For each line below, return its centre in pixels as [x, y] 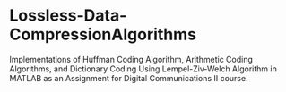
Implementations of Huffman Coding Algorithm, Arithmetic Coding [131, 59]
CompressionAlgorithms [103, 34]
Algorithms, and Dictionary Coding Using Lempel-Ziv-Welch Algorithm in [143, 69]
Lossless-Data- [68, 16]
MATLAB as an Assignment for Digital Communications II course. [129, 78]
